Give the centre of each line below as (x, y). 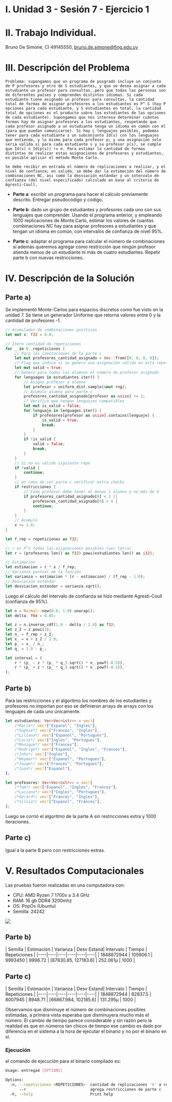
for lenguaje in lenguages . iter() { (63, 411)
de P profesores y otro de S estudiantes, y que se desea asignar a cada (86, 86)
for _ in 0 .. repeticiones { (35, 349)
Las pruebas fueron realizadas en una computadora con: (65, 885)
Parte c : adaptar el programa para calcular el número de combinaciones (89, 242)
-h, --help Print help (62, 1094)
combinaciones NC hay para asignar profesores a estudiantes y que (84, 226)
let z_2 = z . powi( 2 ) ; (28, 630)
